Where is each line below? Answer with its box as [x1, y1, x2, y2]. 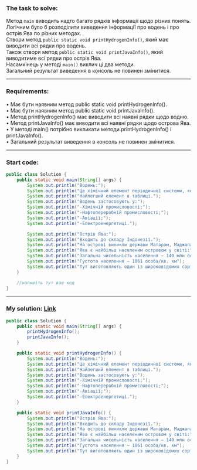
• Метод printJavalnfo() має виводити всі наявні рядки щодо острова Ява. [6, 119, 191, 127]
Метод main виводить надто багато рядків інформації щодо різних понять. [6, 18, 191, 25]
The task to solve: [6, 4, 59, 12]
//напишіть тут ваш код [16, 280, 75, 285]
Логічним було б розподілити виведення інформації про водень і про [6, 23, 180, 30]
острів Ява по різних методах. [6, 30, 81, 37]
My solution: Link [6, 305, 57, 313]
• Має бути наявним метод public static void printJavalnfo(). [6, 107, 155, 114]
